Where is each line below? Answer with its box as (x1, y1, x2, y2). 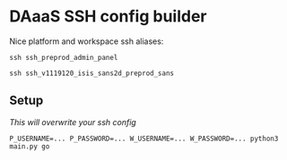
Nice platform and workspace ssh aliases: (9, 36, 164, 46)
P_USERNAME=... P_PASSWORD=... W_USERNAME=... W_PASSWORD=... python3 (9, 134, 279, 143)
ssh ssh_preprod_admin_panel (9, 53, 118, 62)
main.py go (9, 141, 50, 151)
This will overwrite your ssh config (9, 116, 136, 127)
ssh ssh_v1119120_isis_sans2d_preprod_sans (9, 69, 175, 78)
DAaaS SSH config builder (9, 6, 207, 27)
